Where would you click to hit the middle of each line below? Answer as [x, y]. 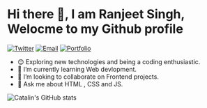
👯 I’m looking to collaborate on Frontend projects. [88, 77]
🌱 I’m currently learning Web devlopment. [77, 69]
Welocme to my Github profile [95, 29]
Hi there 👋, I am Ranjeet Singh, [96, 14]
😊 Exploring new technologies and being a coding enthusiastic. [109, 61]
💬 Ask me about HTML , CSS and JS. [70, 84]
